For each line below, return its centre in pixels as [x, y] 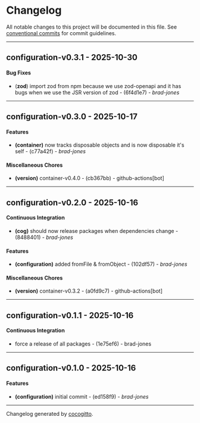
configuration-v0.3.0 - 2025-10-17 [72, 116]
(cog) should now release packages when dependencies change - [96, 231]
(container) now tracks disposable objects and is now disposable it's [99, 145]
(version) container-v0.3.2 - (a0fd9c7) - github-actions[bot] [88, 291]
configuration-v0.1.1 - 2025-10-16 [70, 315]
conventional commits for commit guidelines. [61, 33]
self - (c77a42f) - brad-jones [50, 151]
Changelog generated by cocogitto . [50, 413]
